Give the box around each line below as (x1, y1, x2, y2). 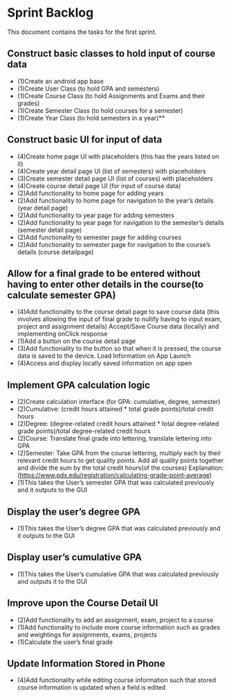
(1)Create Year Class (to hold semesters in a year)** (17, 113, 165, 122)
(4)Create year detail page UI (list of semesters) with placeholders (17, 167, 206, 175)
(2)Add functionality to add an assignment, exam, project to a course (17, 616, 214, 624)
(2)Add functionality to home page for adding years (17, 189, 165, 197)
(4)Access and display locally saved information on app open (17, 359, 192, 367)
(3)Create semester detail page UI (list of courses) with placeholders (17, 174, 213, 183)
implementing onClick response (17, 330, 108, 338)
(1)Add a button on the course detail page (17, 337, 136, 345)
